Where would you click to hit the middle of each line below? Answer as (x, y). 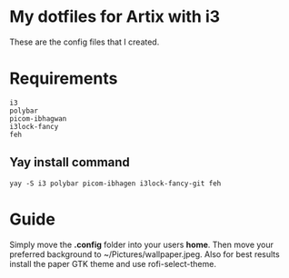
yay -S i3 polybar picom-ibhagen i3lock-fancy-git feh (115, 184)
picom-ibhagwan (38, 119)
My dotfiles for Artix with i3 (115, 17)
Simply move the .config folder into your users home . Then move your (142, 244)
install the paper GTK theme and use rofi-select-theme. (113, 263)
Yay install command (70, 162)
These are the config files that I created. (85, 42)
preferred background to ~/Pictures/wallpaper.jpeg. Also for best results (144, 254)
